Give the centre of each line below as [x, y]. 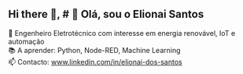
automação [26, 41]
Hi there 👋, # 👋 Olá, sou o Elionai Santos [106, 14]
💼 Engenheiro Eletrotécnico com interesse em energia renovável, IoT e [122, 33]
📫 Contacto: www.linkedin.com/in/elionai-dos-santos [95, 62]
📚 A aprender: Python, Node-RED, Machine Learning [94, 50]
